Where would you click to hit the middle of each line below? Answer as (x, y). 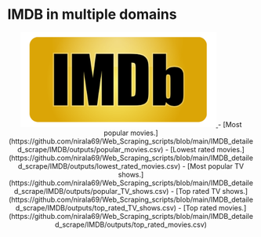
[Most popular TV (216, 166)
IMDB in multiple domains (92, 15)
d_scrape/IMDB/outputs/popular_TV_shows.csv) (91, 191)
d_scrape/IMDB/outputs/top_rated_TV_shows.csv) (96, 208)
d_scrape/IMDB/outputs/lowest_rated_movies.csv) (99, 166)
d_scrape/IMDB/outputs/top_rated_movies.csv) (131, 224)
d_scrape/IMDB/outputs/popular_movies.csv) (91, 150)
